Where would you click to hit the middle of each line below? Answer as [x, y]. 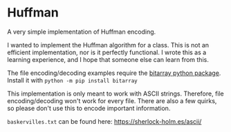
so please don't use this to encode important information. [89, 108]
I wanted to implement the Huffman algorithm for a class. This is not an [108, 45]
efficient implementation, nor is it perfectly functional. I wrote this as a [107, 52]
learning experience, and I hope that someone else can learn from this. [108, 59]
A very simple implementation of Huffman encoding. [82, 32]
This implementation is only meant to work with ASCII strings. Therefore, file [116, 93]
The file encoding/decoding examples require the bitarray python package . [114, 73]
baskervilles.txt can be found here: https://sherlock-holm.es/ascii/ [104, 121]
